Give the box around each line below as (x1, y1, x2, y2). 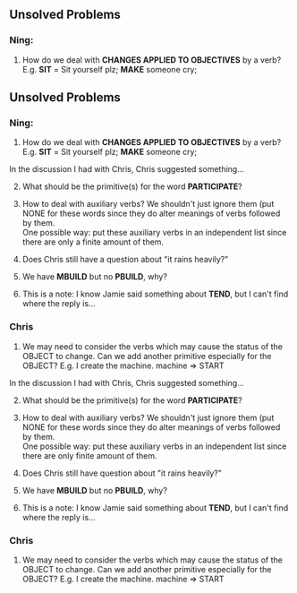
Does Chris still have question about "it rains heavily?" (21, 468, 222, 478)
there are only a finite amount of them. (21, 236, 164, 247)
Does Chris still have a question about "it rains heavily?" (21, 254, 229, 265)
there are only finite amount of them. (21, 450, 158, 460)
